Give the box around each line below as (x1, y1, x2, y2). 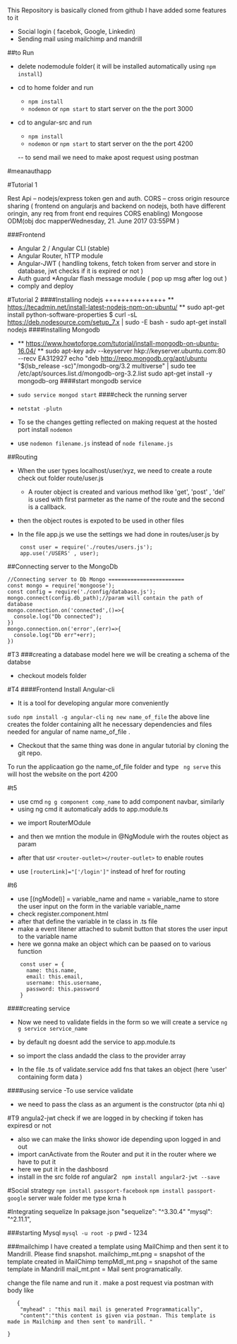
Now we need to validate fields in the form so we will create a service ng (17, 1018, 228, 1026)
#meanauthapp (7, 167, 51, 175)
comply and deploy (17, 282, 74, 290)
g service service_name (17, 1025, 88, 1032)
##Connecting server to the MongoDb (7, 562, 119, 571)
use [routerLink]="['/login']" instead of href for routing (17, 867, 186, 875)
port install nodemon (17, 426, 73, 433)
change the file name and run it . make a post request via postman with (7, 1279, 214, 1287)
